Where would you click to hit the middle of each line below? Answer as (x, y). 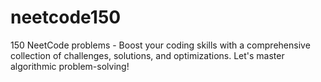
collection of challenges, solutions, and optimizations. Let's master (147, 55)
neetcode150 (66, 17)
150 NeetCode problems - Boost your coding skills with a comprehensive (160, 45)
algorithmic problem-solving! (70, 66)
